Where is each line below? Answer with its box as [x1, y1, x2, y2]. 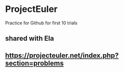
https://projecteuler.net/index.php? [5, 51, 119, 60]
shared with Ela [5, 34, 54, 43]
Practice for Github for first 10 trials [5, 20, 77, 26]
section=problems [5, 59, 64, 68]
